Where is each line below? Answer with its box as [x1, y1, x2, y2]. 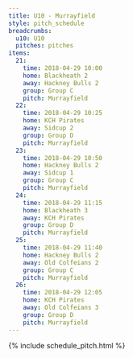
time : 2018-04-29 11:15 [23, 199, 103, 207]
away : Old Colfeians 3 [23, 303, 99, 311]
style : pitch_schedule [8, 19, 85, 27]
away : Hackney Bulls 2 [23, 79, 99, 87]
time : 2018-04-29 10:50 [23, 154, 103, 162]
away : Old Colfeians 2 [23, 258, 99, 266]
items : [8, 49, 31, 57]
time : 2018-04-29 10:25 [23, 109, 103, 117]
